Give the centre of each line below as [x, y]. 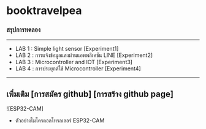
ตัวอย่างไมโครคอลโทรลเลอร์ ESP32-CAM [60, 120]
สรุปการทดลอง [24, 30]
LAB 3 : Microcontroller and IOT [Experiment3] [74, 62]
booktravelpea [44, 11]
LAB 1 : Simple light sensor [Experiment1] [67, 49]
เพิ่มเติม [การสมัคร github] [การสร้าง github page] [90, 94]
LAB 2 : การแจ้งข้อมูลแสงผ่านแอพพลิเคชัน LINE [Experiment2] [84, 55]
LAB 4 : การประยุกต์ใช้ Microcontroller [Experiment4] [78, 68]
